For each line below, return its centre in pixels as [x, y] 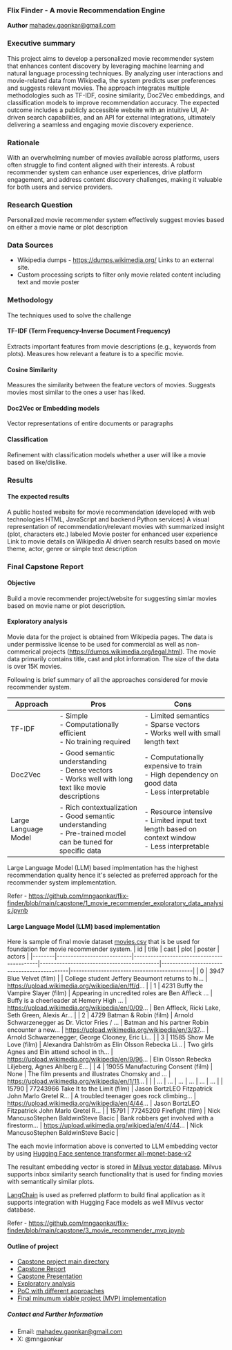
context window [170, 838]
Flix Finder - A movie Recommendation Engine [86, 10]
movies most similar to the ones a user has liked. [76, 392]
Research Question [40, 205]
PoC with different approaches [61, 1291]
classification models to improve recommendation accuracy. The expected [113, 102]
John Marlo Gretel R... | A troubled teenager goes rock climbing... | [102, 1096]
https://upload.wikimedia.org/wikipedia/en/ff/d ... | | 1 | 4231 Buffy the [105, 986]
